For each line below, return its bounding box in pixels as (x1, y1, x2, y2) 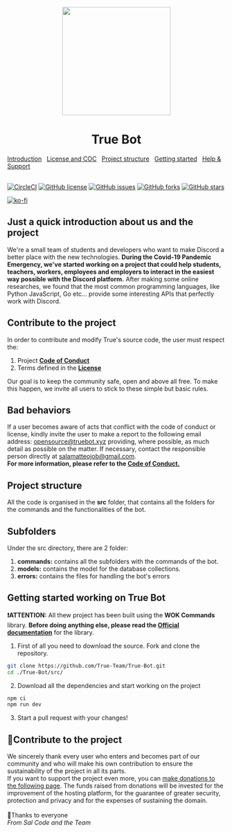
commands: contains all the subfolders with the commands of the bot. (17, 558, 219, 565)
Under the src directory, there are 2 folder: (7, 544, 128, 552)
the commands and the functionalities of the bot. (7, 506, 147, 514)
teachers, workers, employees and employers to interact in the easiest (7, 267, 215, 276)
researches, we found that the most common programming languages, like (7, 282, 220, 290)
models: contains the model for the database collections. (17, 565, 181, 573)
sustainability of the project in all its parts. (7, 767, 127, 775)
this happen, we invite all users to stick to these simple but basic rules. (7, 384, 209, 393)
